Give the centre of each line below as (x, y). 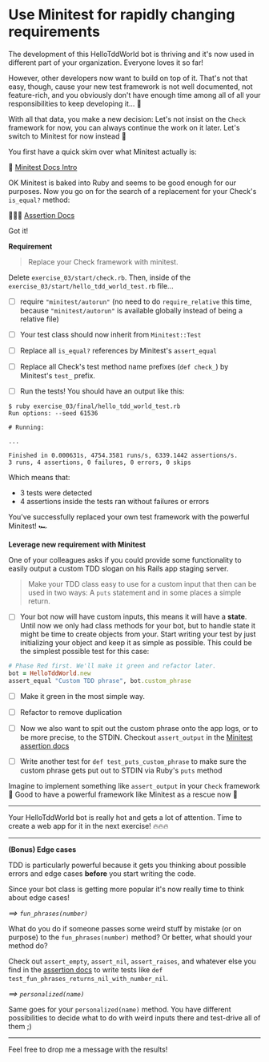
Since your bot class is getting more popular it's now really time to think (126, 889)
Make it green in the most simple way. (82, 696)
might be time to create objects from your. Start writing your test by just (138, 634)
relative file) (39, 319)
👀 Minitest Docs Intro (43, 167)
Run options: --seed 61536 (53, 414)
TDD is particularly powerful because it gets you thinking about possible (127, 865)
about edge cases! (39, 898)
